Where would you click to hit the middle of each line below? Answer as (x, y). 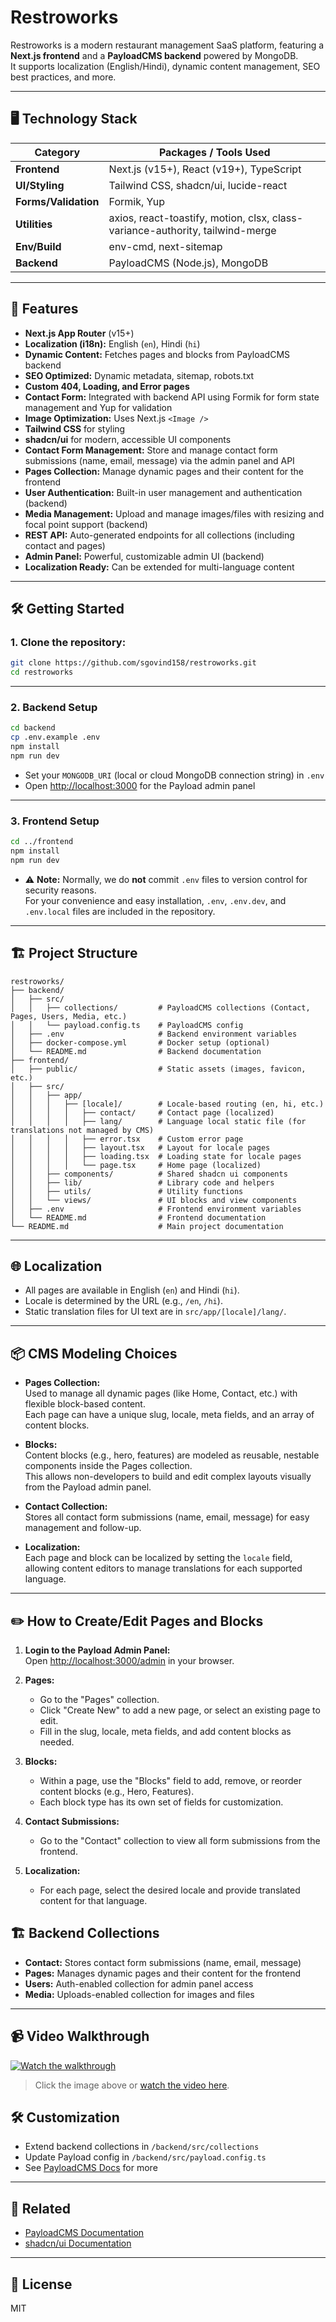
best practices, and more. (63, 77)
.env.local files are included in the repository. (120, 911)
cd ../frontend (42, 842)
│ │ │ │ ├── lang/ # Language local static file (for (158, 1121)
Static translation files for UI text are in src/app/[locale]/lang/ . (155, 1312)
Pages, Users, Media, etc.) (69, 1016)
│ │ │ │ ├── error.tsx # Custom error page (127, 1139)
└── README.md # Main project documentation (147, 1226)
